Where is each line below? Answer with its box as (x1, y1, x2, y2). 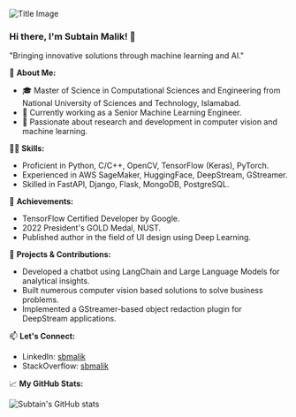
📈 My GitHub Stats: (9, 378, 84, 389)
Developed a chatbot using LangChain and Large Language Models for (21, 266, 280, 277)
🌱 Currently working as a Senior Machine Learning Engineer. (21, 107, 242, 118)
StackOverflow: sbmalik (21, 360, 109, 371)
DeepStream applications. (21, 314, 117, 324)
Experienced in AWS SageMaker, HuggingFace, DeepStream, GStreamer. (21, 170, 288, 180)
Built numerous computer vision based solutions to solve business (21, 285, 263, 296)
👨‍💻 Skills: (9, 143, 45, 154)
